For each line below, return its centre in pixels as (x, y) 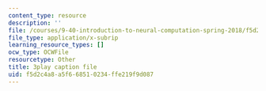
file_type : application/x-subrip (63, 38)
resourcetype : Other (42, 60)
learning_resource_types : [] (56, 45)
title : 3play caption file (53, 67)
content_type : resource (47, 15)
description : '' (35, 23)
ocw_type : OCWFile (38, 52)
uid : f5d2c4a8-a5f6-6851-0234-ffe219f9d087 (81, 74)
